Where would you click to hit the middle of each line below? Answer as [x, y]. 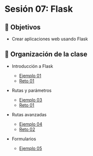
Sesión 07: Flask [39, 9]
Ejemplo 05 [31, 148]
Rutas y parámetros [32, 90]
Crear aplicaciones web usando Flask [50, 39]
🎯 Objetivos [23, 27]
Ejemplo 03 [31, 100]
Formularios [24, 139]
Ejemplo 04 [31, 124]
